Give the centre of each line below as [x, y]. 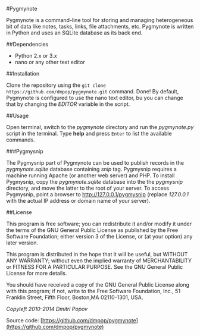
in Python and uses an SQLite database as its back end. [74, 33]
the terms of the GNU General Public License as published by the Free [92, 230]
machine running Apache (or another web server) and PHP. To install [90, 175]
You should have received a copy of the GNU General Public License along [98, 285]
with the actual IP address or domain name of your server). [78, 201]
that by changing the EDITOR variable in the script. [68, 104]
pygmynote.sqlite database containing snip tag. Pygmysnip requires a [91, 169]
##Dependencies [27, 44]
